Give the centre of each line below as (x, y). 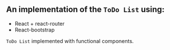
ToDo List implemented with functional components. (70, 41)
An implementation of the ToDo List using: (86, 10)
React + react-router (40, 23)
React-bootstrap (35, 30)
